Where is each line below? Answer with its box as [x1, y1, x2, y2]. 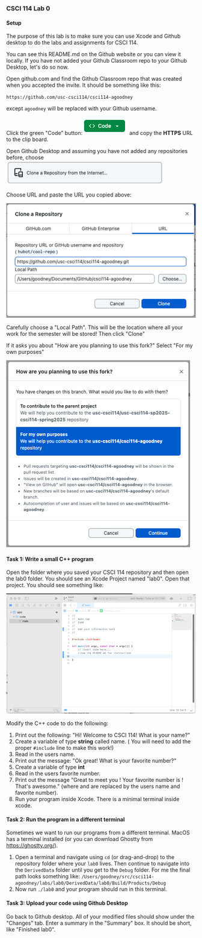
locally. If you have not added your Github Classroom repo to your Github [6, 57, 188, 65]
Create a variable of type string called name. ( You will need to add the [14, 738, 191, 745]
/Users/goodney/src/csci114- [81, 874, 155, 880]
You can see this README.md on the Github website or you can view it [6, 51, 182, 58]
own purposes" [6, 348, 44, 355]
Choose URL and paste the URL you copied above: [6, 191, 132, 198]
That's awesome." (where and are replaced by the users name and [14, 782, 180, 790]
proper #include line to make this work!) [14, 744, 114, 752]
